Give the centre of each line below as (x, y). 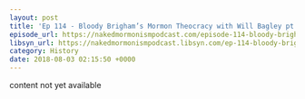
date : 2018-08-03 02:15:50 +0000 (73, 59)
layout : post (34, 18)
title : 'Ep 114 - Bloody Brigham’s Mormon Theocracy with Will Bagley (146, 26)
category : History (44, 51)
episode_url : (34, 34)
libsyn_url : (32, 43)
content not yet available (55, 85)
